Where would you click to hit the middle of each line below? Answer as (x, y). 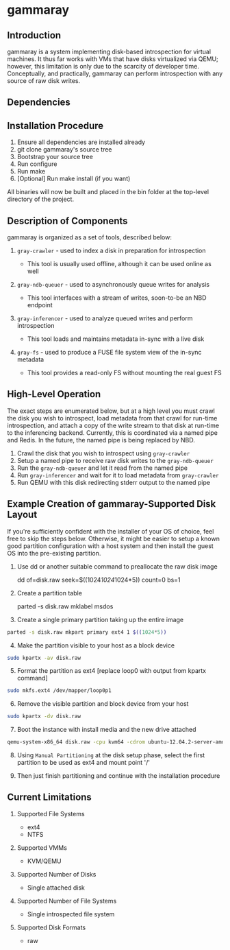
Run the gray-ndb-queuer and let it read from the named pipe (102, 468)
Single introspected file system (71, 914)
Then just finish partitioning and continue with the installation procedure (118, 776)
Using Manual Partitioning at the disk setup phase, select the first (111, 755)
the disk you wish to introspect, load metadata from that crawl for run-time (112, 418)
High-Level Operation (54, 394)
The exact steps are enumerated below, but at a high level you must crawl (111, 411)
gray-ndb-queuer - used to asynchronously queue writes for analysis (113, 285)
